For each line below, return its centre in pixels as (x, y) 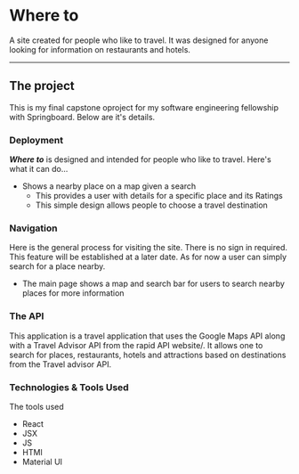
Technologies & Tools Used (69, 387)
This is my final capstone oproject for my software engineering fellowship (144, 107)
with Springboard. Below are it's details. (82, 117)
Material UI (42, 462)
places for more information (73, 293)
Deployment (36, 140)
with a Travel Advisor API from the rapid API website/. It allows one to (136, 345)
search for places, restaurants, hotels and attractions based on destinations (148, 355)
